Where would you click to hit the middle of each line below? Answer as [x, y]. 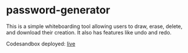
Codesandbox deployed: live [41, 44]
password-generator [58, 10]
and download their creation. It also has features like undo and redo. [89, 32]
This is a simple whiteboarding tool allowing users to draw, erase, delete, [94, 26]
